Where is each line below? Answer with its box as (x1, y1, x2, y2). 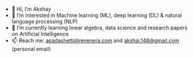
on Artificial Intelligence (11, 30, 69, 37)
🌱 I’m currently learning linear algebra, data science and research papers (11, 24, 188, 31)
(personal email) (11, 46, 51, 52)
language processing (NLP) (11, 18, 78, 25)
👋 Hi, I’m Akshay (11, 6, 51, 12)
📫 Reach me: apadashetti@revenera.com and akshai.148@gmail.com (11, 37, 180, 44)
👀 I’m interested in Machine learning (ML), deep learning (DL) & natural (11, 12, 182, 19)
